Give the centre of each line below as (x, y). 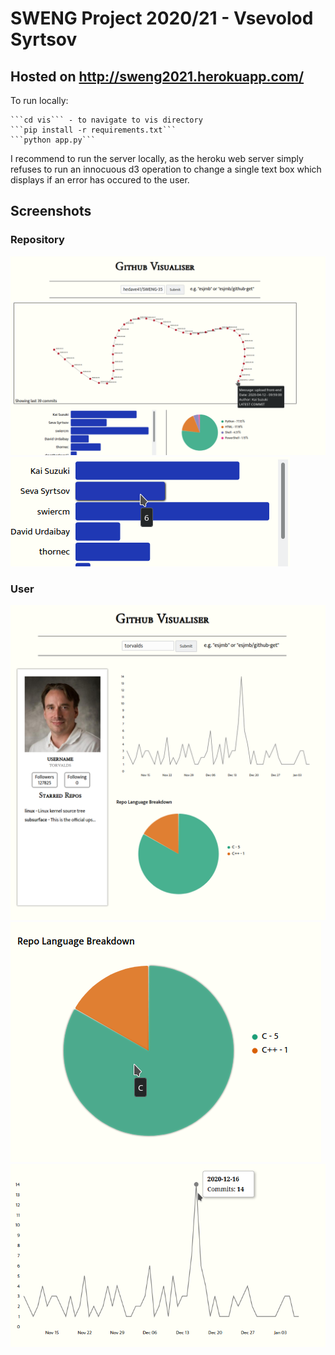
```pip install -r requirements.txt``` (93, 130)
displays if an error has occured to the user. (100, 180)
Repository (37, 240)
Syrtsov (44, 39)
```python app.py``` (53, 140)
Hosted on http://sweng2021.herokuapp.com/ (157, 76)
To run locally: (39, 100)
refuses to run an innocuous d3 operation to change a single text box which (166, 169)
